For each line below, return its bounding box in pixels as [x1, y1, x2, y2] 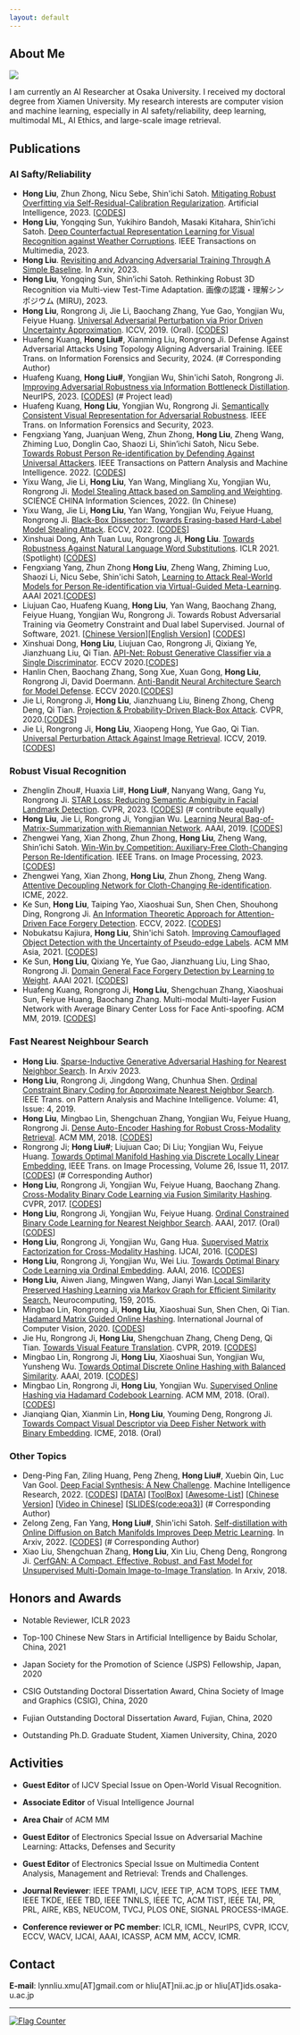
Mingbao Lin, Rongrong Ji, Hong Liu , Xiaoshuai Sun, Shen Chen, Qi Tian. [21, 1304, 290, 1314]
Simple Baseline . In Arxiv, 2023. [21, 265, 139, 275]
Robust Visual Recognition [9, 765, 127, 778]
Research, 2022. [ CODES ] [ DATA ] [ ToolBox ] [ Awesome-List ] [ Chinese [21, 1490, 279, 1500]
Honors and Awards [9, 1591, 122, 1606]
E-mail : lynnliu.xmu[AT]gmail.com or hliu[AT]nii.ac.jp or [9, 1980, 212, 1991]
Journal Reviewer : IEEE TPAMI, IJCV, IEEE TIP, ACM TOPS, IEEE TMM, [21, 1885, 282, 1896]
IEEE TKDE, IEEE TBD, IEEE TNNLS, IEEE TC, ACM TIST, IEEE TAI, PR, [21, 1895, 276, 1905]
